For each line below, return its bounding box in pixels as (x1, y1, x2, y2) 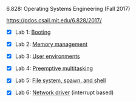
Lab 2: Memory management (15, 40, 88, 48)
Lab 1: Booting (15, 28, 51, 36)
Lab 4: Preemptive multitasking (15, 65, 93, 72)
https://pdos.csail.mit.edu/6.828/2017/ (6, 17, 102, 24)
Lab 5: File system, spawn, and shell (15, 77, 106, 84)
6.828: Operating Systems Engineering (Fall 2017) (6, 5, 131, 12)
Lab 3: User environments (15, 53, 80, 60)
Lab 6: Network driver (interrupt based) (15, 89, 114, 96)
